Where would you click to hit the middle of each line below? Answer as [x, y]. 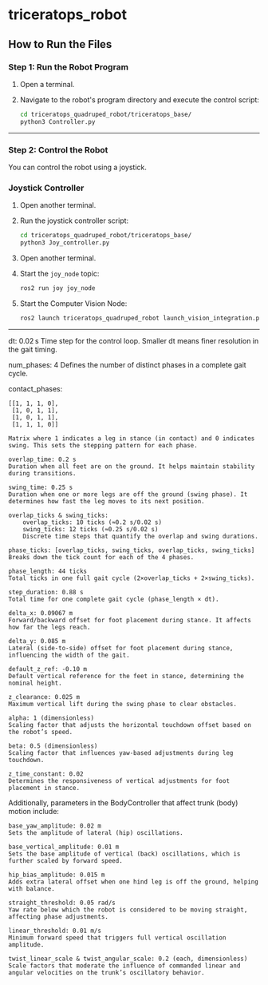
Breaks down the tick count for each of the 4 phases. [101, 557]
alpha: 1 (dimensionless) [51, 718]
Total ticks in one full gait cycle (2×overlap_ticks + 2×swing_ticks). [132, 578]
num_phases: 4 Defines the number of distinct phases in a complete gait [127, 364]
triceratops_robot [68, 15]
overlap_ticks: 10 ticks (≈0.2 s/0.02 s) [92, 522]
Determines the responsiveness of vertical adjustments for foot [119, 780]
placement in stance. [44, 788]
